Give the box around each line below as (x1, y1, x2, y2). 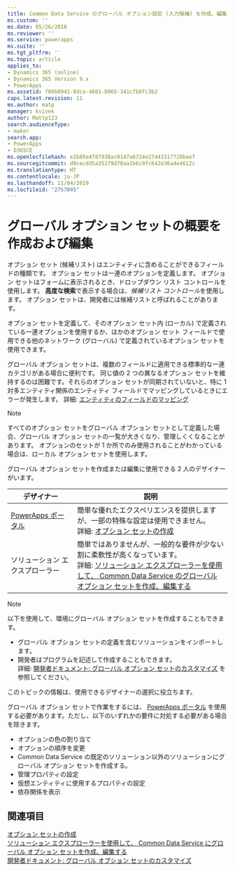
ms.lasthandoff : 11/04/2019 (7, 179, 90, 186)
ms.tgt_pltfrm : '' (7, 50, 61, 57)
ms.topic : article (7, 56, 61, 63)
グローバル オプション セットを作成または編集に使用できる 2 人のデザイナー (7, 465, 226, 473)
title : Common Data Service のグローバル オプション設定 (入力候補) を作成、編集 (7, 10, 227, 18)
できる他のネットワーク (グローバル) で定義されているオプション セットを (13, 337, 225, 345)
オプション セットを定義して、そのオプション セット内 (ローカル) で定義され (7, 319, 227, 328)
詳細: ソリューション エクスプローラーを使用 (76, 561, 222, 571)
